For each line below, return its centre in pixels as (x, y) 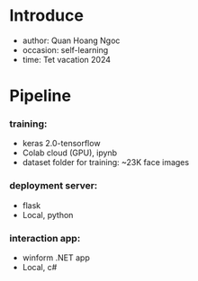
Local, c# (40, 268)
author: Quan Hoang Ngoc (71, 40)
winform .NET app (56, 258)
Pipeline (40, 96)
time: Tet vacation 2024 (66, 59)
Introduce (46, 16)
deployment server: (54, 186)
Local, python (48, 215)
